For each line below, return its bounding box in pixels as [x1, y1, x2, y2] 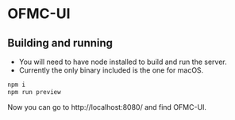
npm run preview [7, 88, 61, 96]
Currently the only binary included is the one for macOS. [18, 66, 204, 75]
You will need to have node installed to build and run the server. [18, 57, 227, 66]
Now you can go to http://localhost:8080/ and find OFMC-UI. [7, 102, 207, 111]
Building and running [7, 36, 113, 50]
